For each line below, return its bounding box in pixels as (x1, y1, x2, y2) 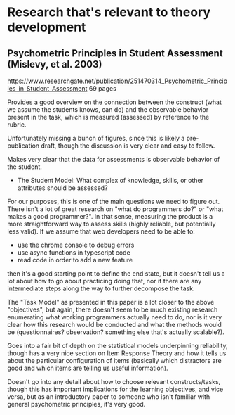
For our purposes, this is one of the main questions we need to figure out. (7, 198, 220, 205)
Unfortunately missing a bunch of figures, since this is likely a (7, 134, 185, 142)
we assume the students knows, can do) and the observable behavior (7, 106, 209, 113)
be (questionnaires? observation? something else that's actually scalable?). (7, 328, 224, 336)
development (7, 19, 86, 35)
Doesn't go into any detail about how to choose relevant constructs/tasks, (7, 378, 221, 385)
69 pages (88, 84, 117, 92)
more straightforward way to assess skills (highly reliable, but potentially (7, 219, 216, 228)
